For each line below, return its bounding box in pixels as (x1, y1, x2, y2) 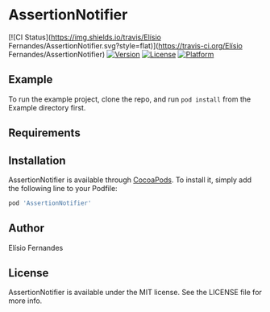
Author (8, 222, 44, 235)
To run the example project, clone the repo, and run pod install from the (8, 94, 251, 104)
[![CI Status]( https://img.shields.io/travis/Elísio (8, 32, 161, 42)
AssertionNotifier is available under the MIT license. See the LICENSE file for (8, 288, 262, 297)
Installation (8, 153, 66, 167)
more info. (8, 296, 43, 306)
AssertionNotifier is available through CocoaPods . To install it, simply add (8, 175, 252, 185)
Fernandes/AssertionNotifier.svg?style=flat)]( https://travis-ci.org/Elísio (8, 40, 243, 50)
